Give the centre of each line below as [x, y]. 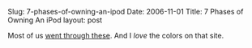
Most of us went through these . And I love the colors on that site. [116, 36]
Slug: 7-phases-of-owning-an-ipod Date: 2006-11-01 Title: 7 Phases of [126, 12]
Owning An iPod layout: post [55, 20]
